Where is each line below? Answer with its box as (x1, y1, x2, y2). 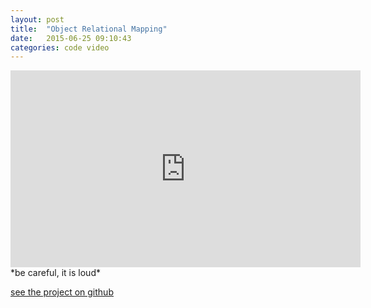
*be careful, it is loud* (10, 267, 101, 279)
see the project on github (10, 286, 114, 298)
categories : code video (10, 42, 110, 53)
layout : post (10, 14, 65, 25)
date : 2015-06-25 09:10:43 (10, 33, 132, 43)
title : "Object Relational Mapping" (10, 24, 168, 34)
